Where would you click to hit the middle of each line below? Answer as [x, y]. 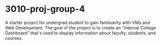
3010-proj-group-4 [45, 9]
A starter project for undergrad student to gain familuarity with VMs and [78, 22]
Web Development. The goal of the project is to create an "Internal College [80, 27]
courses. [14, 38]
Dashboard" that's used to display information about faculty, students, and [80, 33]
